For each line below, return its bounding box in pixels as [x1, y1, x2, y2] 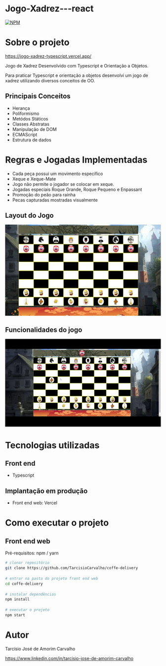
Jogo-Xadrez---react [5, 3, 94, 14]
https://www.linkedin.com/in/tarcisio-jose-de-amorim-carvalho [5, 655, 133, 661]
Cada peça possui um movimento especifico [12, 171, 103, 177]
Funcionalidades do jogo [5, 325, 83, 334]
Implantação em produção [5, 486, 88, 495]
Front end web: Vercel [12, 500, 58, 506]
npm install [5, 597, 30, 602]
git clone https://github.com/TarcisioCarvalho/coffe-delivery [5, 566, 138, 571]
